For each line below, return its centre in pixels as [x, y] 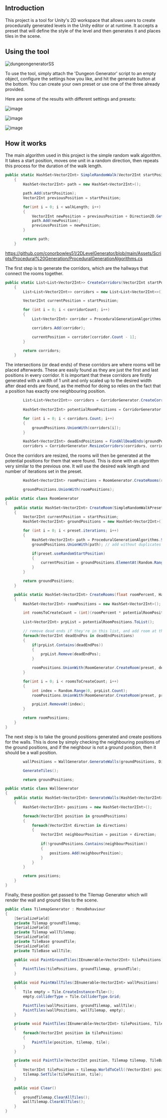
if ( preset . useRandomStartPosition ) [69, 554]
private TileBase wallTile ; [43, 951]
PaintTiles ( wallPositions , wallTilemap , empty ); [74, 1010]
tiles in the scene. [23, 36]
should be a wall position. [31, 752]
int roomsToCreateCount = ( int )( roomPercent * [72, 613]
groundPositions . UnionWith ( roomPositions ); [69, 490]
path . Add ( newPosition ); [56, 221]
